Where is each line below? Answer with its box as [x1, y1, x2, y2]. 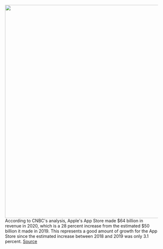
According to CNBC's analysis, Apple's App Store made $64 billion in [5, 218, 143, 224]
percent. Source [5, 239, 37, 244]
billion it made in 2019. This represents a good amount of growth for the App [5, 228, 158, 234]
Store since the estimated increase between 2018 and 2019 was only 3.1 [5, 233, 149, 239]
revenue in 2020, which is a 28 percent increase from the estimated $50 [5, 223, 150, 229]
